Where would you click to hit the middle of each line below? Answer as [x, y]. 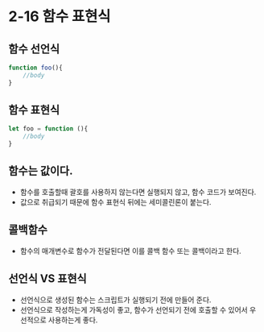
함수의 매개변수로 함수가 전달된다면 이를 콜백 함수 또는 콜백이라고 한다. [130, 251]
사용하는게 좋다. [73, 320]
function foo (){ [35, 68]
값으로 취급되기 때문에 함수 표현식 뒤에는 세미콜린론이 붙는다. [115, 201]
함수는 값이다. [41, 171]
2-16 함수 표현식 [60, 17]
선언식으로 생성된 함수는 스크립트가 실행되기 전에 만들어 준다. [115, 300]
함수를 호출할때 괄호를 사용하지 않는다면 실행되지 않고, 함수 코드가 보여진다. [138, 192]
